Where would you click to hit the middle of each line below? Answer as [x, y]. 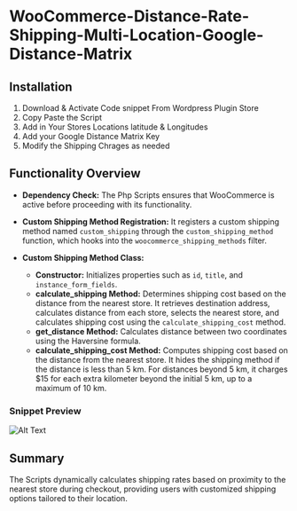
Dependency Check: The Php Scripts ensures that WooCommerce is [148, 195]
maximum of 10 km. [71, 388]
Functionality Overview [75, 173]
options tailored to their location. [69, 498]
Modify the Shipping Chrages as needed [96, 145]
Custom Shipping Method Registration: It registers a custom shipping [151, 221]
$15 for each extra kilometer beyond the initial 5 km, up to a [144, 378]
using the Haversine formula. [88, 341]
